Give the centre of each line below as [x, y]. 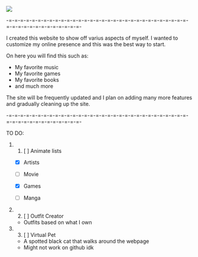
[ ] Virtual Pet [40, 235]
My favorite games [38, 73]
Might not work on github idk [59, 248]
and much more [34, 86]
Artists [31, 162]
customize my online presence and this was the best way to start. [86, 44]
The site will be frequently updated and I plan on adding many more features [99, 97]
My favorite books [37, 80]
